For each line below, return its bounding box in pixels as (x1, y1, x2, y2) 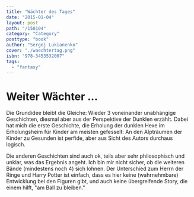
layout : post (6, 20, 39, 26)
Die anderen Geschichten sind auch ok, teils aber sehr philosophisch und (6, 152, 185, 160)
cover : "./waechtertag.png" (6, 48, 76, 54)
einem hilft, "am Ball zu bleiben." (6, 184, 85, 191)
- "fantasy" (11, 64, 42, 70)
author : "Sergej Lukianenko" (6, 42, 78, 48)
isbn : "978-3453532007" (6, 53, 65, 59)
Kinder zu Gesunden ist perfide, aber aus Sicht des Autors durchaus (6, 135, 173, 142)
